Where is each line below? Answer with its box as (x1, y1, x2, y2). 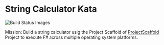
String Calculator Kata (5, 3, 97, 15)
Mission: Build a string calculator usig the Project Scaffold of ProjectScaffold (5, 29, 159, 35)
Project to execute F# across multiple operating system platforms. (5, 34, 138, 40)
